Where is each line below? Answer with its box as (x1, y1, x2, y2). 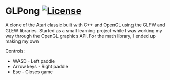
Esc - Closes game (12, 69, 53, 75)
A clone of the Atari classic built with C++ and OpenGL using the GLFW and (5, 22, 165, 28)
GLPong (5, 5, 40, 17)
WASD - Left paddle (12, 58, 55, 64)
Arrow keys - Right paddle (12, 63, 68, 69)
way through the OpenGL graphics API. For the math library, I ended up (5, 33, 156, 39)
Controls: (5, 48, 25, 54)
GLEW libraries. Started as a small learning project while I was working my (5, 27, 163, 33)
